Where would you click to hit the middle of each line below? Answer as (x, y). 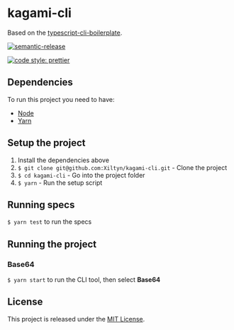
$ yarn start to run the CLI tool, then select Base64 (84, 280)
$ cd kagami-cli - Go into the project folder (81, 175)
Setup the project (46, 143)
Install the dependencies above (63, 160)
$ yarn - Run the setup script (60, 183)
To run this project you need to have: (61, 99)
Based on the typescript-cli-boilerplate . (65, 33)
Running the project (52, 244)
